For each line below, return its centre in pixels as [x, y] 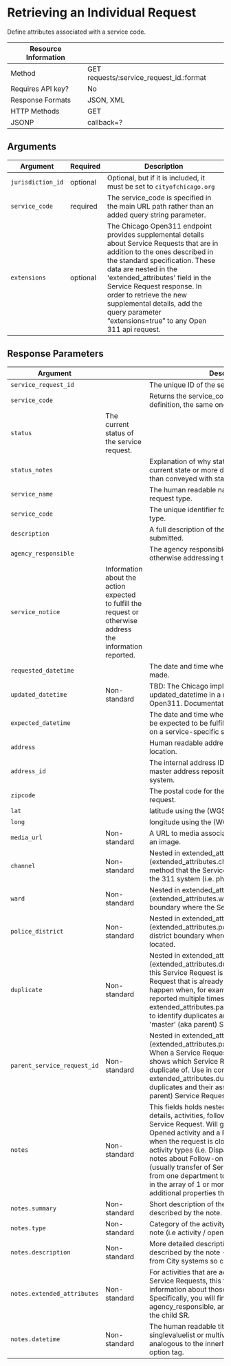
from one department [184, 1175]
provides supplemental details [155, 234]
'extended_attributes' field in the [159, 277]
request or [122, 612]
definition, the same [181, 404]
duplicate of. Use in [180, 1070]
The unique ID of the [182, 385]
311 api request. [134, 329]
